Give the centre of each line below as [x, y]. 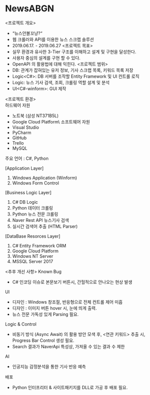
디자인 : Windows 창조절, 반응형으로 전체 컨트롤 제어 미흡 [67, 302]
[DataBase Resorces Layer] [33, 236]
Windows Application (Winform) [45, 178]
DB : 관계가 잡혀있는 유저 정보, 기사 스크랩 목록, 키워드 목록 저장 [73, 70]
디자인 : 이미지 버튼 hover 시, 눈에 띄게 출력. [55, 308]
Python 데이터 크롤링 [32, 208]
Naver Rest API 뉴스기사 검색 [41, 220]
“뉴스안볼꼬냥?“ [27, 33]
